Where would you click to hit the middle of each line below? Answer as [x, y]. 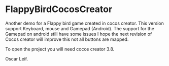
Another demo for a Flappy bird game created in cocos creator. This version [84, 23]
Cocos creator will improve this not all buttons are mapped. [67, 39]
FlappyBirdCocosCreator [59, 9]
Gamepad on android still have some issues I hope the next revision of [79, 34]
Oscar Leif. [17, 58]
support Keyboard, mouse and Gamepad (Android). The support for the [80, 28]
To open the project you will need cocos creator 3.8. [60, 49]
